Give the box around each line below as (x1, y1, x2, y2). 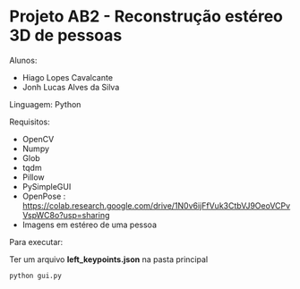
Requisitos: (9, 116, 51, 127)
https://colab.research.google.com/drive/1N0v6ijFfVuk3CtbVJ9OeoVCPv (21, 200, 291, 211)
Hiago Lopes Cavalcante (21, 72, 114, 82)
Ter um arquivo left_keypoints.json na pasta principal (9, 253, 209, 265)
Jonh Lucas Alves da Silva (21, 81, 120, 92)
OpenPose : (21, 191, 66, 201)
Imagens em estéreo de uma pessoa (21, 219, 157, 230)
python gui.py (9, 271, 63, 280)
